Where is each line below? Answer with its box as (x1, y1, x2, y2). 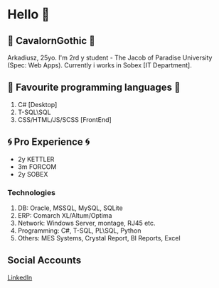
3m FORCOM (17, 162, 57, 171)
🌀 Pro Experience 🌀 (7, 136, 90, 148)
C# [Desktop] (17, 100, 58, 109)
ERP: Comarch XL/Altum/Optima (17, 211, 112, 219)
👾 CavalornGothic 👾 (7, 35, 96, 47)
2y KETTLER (17, 155, 55, 163)
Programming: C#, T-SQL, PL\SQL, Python (17, 226, 141, 235)
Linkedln (7, 273, 33, 282)
